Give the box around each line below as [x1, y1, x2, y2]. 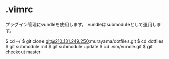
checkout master [5, 49, 41, 55]
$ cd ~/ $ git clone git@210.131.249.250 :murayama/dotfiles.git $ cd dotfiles [5, 37, 164, 44]
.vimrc [5, 4, 33, 15]
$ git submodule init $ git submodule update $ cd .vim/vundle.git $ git [5, 43, 153, 49]
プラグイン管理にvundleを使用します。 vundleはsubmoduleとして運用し [5, 21, 157, 27]
